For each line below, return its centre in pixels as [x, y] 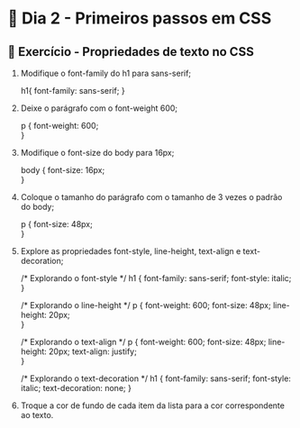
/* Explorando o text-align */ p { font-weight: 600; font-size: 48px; [143, 342]
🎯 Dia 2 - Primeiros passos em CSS [140, 18]
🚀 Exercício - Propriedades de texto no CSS [131, 52]
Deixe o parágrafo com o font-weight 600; [99, 108]
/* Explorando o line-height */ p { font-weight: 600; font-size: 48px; [145, 305]
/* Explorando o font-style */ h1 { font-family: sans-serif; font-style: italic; [156, 278]
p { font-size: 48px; [56, 224]
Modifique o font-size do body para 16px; [97, 153]
